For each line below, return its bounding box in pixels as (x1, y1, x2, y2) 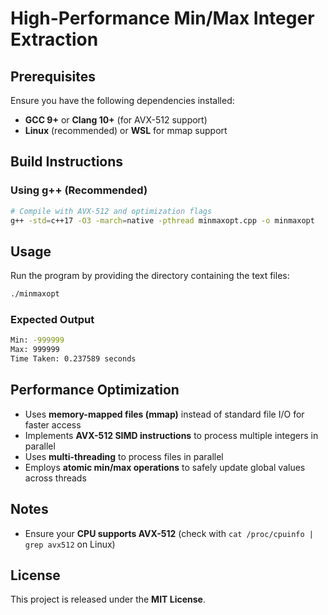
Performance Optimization (10, 382, 180, 399)
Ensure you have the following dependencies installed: (10, 95, 235, 106)
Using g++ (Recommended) (10, 183, 148, 197)
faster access (24, 418, 82, 431)
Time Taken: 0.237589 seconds (10, 354, 137, 364)
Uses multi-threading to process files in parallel (24, 450, 224, 462)
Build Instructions (10, 153, 124, 171)
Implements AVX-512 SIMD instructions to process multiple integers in (24, 429, 319, 441)
